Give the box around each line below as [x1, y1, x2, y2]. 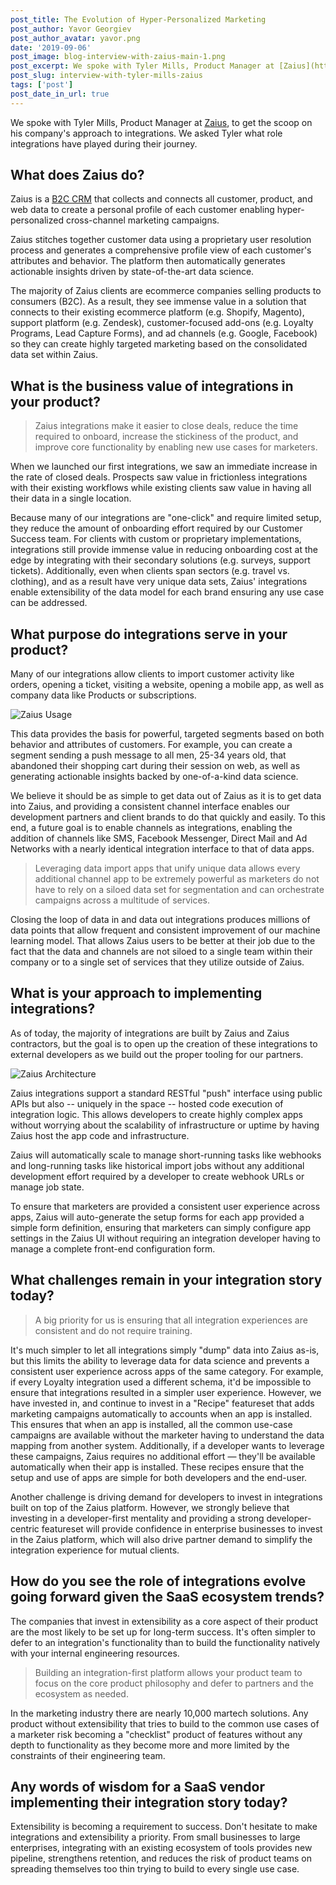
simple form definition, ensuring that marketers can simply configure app [10, 1221, 312, 1233]
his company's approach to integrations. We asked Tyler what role [10, 127, 283, 139]
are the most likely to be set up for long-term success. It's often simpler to [10, 1626, 316, 1638]
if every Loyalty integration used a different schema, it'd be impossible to [10, 1376, 312, 1388]
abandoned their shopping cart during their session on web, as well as [10, 760, 301, 772]
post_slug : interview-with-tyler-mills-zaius [10, 71, 203, 81]
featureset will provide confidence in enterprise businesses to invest [41, 1522, 323, 1535]
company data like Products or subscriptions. [10, 689, 197, 701]
